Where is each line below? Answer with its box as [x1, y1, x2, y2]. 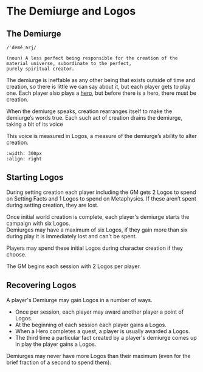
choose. [6, 250, 27, 258]
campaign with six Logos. [6, 219, 71, 227]
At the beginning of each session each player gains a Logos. [15, 321, 167, 328]
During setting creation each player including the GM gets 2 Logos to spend [6, 188, 196, 196]
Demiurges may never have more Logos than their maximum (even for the [6, 352, 191, 359]
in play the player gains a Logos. [15, 340, 97, 348]
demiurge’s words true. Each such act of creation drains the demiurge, [6, 114, 182, 121]
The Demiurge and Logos [6, 4, 136, 18]
